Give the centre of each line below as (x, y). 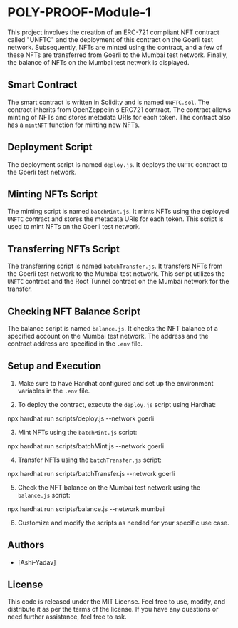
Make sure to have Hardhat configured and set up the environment (115, 383)
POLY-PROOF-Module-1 (79, 12)
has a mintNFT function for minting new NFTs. (74, 125)
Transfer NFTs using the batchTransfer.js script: (89, 460)
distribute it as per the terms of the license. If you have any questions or (113, 609)
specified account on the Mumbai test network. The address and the (108, 336)
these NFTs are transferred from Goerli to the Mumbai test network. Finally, (118, 55)
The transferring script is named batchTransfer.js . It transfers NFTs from (115, 266)
